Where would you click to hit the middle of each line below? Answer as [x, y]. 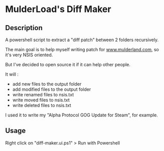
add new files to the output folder [47, 84]
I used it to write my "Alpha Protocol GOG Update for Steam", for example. [81, 115]
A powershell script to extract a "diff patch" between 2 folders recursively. [82, 40]
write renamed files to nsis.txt [43, 95]
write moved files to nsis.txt [41, 100]
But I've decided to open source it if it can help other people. [68, 64]
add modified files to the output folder [52, 89]
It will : [12, 74]
